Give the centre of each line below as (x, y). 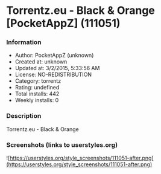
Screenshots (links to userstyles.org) (62, 144)
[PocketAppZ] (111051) (63, 23)
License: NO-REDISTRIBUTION (53, 75)
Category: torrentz (38, 81)
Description (24, 116)
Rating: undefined (37, 88)
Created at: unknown (41, 62)
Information (24, 42)
